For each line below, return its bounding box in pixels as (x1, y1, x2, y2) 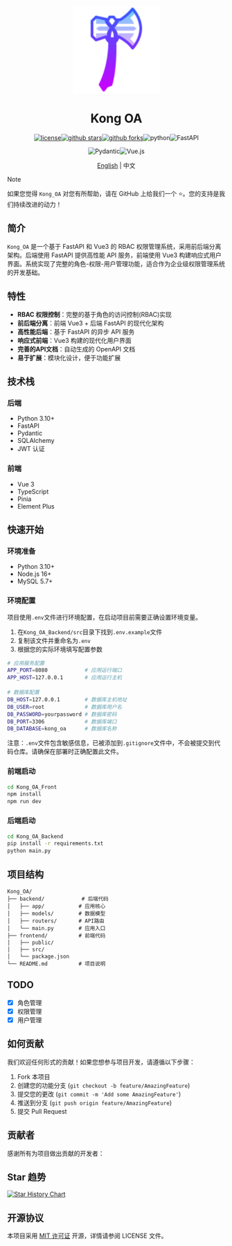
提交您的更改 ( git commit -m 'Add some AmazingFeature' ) (17, 1089, 181, 1098)
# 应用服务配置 (7, 660, 45, 667)
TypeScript (17, 487, 49, 495)
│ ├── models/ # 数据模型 (7, 910, 106, 917)
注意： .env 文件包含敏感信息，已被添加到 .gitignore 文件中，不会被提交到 (7, 739, 215, 747)
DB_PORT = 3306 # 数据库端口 (7, 718, 117, 725)
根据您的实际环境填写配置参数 (17, 644, 102, 653)
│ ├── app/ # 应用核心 (7, 902, 106, 910)
